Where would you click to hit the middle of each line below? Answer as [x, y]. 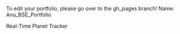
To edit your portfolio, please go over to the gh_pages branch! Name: [90, 8]
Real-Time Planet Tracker [37, 26]
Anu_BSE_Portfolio [29, 15]
